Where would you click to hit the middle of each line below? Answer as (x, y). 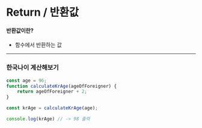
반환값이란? (20, 30)
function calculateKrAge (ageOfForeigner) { (62, 86)
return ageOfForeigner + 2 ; (52, 92)
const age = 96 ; (26, 81)
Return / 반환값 (43, 12)
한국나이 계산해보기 (32, 68)
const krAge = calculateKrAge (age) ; (52, 108)
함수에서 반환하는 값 (38, 45)
